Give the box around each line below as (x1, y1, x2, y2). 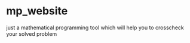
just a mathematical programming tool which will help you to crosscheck (6, 24, 184, 31)
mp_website (6, 4, 68, 18)
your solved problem (6, 30, 57, 37)
